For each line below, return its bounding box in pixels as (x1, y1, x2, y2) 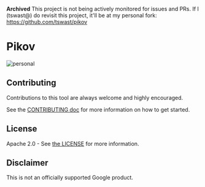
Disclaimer (6, 158, 48, 168)
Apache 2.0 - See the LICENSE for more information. (6, 140, 139, 147)
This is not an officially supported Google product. (6, 174, 134, 181)
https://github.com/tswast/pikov (6, 18, 88, 25)
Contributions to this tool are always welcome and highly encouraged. (6, 94, 184, 101)
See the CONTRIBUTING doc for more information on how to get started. (6, 105, 190, 113)
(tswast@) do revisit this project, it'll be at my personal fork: (6, 12, 158, 19)
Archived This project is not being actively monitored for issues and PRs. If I (6, 6, 199, 12)
